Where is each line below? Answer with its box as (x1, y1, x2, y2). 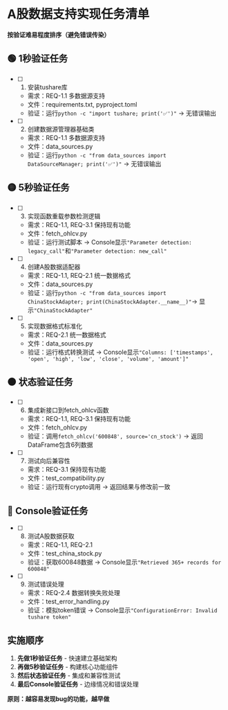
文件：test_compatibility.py (27, 474, 105, 482)
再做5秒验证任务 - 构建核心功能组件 (17, 663, 119, 671)
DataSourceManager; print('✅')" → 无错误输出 (27, 159, 162, 168)
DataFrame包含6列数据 (27, 441, 93, 449)
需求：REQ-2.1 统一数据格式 (27, 330, 106, 339)
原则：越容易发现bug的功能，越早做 (7, 695, 110, 703)
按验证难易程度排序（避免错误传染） (7, 30, 111, 39)
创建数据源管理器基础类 (27, 125, 95, 133)
